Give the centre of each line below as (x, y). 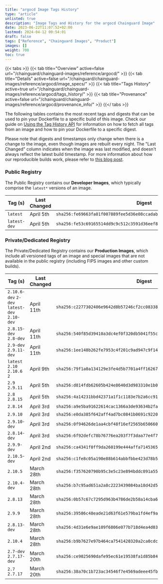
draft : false (18, 37)
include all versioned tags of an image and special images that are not (75, 256)
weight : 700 (17, 50)
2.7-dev (16, 551)
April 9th (40, 368)
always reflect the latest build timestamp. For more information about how (79, 154)
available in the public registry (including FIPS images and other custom (77, 261)
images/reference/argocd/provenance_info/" (50, 104)
